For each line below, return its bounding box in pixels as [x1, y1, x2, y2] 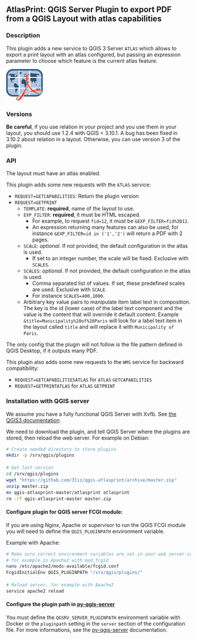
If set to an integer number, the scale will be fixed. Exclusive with [32, 255, 189, 262]
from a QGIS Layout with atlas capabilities [6, 14, 162, 24]
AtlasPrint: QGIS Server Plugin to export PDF [6, 5, 172, 15]
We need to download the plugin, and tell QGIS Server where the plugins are [6, 428, 191, 435]
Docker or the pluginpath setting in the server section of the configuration [6, 620, 186, 627]
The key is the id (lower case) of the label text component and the [23, 305, 183, 312]
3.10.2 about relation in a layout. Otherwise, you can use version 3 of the [6, 135, 181, 142]
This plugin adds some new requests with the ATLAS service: [6, 181, 151, 188]
